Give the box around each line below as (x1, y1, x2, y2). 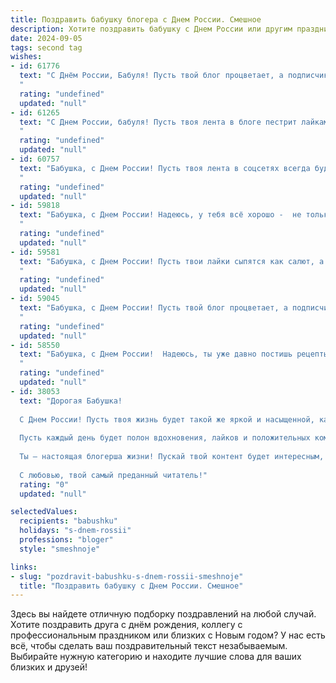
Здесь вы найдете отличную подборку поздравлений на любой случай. (10, 608, 317, 620)
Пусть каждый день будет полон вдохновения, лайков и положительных (19, 433, 311, 443)
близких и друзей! (10, 661, 88, 673)
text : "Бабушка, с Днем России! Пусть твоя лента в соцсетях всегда (19, 163, 311, 173)
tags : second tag (10, 42, 83, 53)
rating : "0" (19, 479, 70, 490)
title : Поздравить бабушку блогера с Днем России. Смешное (10, 14, 262, 25)
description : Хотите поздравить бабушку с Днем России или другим (10, 24, 293, 34)
